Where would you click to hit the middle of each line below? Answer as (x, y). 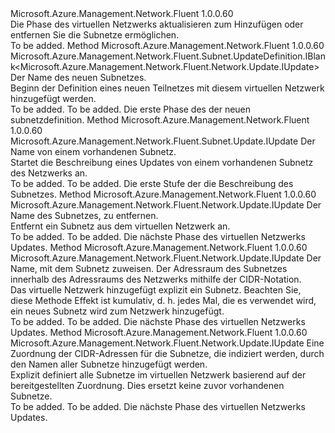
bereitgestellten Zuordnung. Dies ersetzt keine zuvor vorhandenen (147, 385)
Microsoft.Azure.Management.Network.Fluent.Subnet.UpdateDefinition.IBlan (168, 56)
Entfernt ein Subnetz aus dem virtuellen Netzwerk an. (120, 226)
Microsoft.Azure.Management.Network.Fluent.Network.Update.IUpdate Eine (167, 343)
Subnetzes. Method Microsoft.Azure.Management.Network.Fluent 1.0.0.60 (163, 194)
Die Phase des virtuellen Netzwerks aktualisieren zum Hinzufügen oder (157, 24)
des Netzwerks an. (49, 173)
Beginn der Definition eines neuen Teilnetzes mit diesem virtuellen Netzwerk (167, 88)
